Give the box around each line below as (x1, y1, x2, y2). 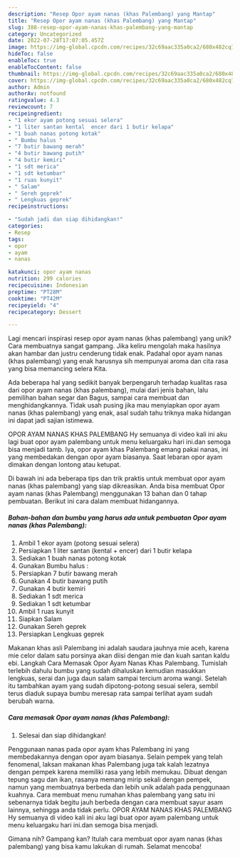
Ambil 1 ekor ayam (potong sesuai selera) (18, 539, 140, 547)
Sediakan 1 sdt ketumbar (18, 600, 91, 608)
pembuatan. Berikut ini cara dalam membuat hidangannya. (8, 497, 179, 505)
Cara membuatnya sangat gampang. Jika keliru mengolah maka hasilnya (8, 342, 221, 350)
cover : (8, 76, 28, 84)
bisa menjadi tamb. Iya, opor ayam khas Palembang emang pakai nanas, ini (8, 445, 229, 454)
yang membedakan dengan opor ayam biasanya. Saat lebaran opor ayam (8, 453, 223, 461)
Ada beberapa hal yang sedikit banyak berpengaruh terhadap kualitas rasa (8, 378, 227, 387)
